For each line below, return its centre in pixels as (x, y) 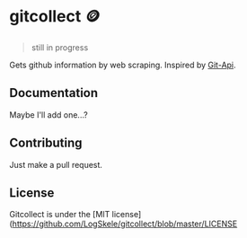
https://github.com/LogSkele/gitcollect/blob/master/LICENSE (125, 224)
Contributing (46, 143)
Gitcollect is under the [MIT (60, 215)
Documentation (54, 93)
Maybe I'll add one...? (49, 115)
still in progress (60, 47)
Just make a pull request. (56, 164)
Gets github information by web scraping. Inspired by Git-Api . (123, 65)
